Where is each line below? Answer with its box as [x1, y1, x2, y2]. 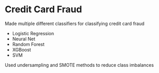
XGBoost [12, 46, 31, 53]
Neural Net [12, 36, 35, 42]
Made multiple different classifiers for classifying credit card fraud [5, 20, 145, 27]
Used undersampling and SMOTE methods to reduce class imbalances [5, 62, 154, 68]
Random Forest [12, 41, 45, 47]
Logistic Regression [12, 30, 54, 36]
